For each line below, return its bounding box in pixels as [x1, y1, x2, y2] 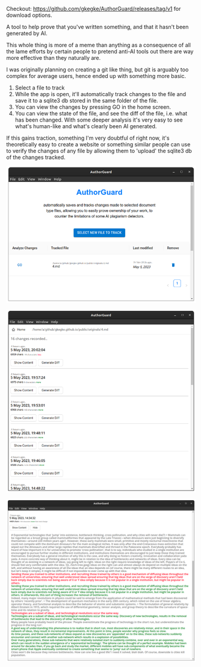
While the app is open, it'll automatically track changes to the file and [14, 91, 187, 97]
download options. [6, 11, 52, 19]
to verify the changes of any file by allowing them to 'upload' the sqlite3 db [6, 148, 193, 154]
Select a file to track [14, 84, 65, 91]
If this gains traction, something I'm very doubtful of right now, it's [6, 134, 170, 142]
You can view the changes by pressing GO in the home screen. [14, 103, 172, 111]
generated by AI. [6, 30, 48, 37]
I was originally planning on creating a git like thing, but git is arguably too [6, 66, 189, 73]
